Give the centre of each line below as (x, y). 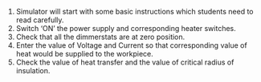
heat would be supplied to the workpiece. (85, 54)
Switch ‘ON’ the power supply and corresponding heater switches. (126, 28)
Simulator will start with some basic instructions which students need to (135, 12)
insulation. (33, 70)
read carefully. (40, 20)
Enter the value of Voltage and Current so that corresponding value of (131, 45)
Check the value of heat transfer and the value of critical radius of (125, 62)
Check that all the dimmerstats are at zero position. (100, 37)
